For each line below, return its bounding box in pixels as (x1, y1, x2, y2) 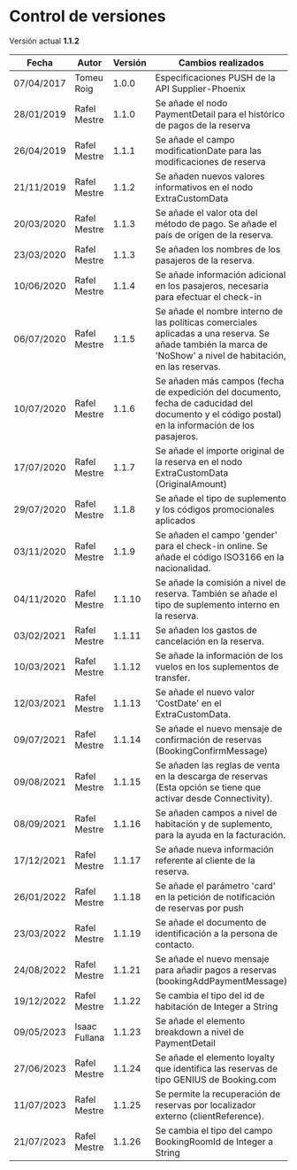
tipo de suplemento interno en (155, 598, 280, 610)
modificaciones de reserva (155, 155, 267, 167)
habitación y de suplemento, (155, 817, 273, 830)
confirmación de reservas (155, 733, 263, 746)
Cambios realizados (178, 56, 264, 68)
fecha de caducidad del (155, 397, 254, 409)
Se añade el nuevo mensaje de (155, 722, 283, 734)
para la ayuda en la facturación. (155, 828, 286, 841)
